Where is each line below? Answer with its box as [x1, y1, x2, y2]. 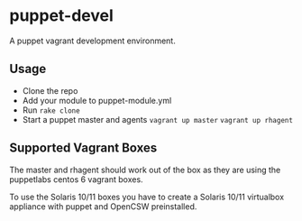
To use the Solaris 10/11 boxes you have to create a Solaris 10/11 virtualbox [9, 191, 285, 202]
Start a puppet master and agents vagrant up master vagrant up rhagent [22, 114, 293, 124]
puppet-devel [9, 5, 114, 26]
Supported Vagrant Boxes [9, 141, 158, 156]
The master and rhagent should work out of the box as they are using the [9, 164, 281, 175]
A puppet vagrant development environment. [9, 35, 176, 46]
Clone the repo [22, 85, 78, 96]
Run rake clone [22, 105, 80, 115]
